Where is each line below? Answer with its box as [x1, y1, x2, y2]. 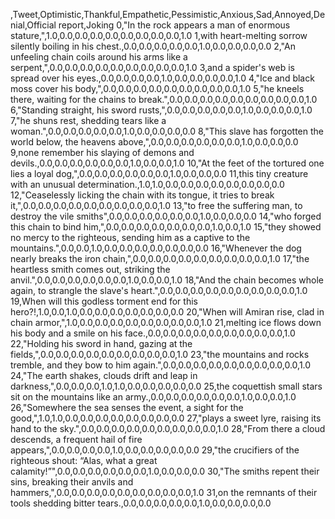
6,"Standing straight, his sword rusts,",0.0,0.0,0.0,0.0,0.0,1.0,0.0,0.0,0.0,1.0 [10, 104, 313, 116]
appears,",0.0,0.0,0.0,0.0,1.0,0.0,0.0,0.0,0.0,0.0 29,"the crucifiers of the [10, 444, 300, 456]
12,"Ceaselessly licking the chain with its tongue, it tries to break [10, 189, 275, 201]
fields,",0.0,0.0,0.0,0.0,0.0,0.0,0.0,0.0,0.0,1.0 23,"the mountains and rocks [10, 349, 310, 360]
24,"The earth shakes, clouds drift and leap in [10, 370, 198, 381]
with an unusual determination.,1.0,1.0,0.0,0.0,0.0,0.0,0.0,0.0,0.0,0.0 [10, 179, 285, 190]
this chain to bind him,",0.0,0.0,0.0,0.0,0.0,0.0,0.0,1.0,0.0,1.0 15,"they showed [10, 221, 322, 233]
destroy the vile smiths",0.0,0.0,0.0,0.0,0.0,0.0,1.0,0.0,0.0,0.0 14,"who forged [10, 210, 322, 222]
